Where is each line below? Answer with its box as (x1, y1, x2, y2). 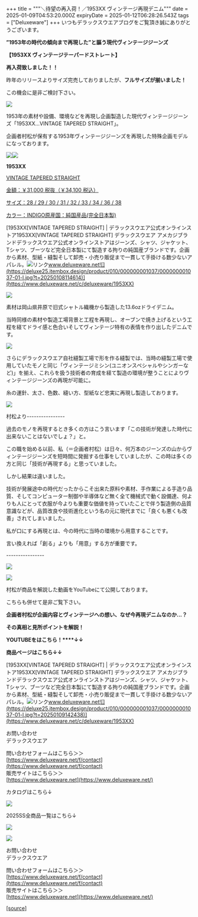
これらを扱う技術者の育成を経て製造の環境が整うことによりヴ (39, 369, 189, 376)
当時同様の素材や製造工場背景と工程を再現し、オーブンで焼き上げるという (6, 316, 187, 323)
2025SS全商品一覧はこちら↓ (6, 812, 77, 819)
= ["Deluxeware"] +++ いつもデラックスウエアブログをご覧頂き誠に (6, 19, 170, 25)
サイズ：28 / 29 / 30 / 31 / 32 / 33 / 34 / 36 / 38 (6, 199, 122, 206)
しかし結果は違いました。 (6, 473, 69, 480)
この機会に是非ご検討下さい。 (6, 89, 79, 96)
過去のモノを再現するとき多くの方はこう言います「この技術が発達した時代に (6, 425, 193, 433)
